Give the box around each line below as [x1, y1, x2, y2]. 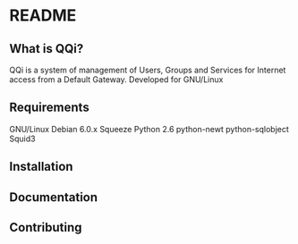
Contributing [9, 220, 82, 235]
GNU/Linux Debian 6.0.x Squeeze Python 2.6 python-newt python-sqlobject [9, 123, 289, 134]
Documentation [9, 189, 98, 205]
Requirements [9, 100, 89, 115]
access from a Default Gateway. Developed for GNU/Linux [9, 74, 224, 85]
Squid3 [9, 133, 36, 144]
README [9, 5, 77, 26]
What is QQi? [9, 41, 84, 56]
